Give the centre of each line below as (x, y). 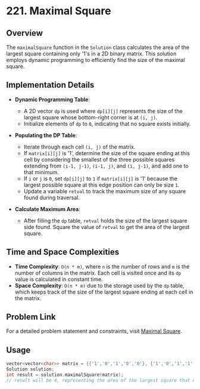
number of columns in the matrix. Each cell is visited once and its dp (98, 273)
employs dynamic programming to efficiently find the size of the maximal (96, 60)
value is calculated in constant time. (59, 279)
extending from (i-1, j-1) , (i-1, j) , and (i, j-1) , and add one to (106, 166)
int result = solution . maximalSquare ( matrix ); (65, 375)
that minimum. (41, 172)
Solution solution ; (30, 369)
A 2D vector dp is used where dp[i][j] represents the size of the (103, 111)
